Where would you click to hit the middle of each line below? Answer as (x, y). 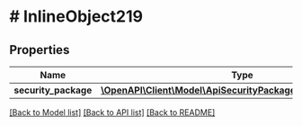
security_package (53, 90)
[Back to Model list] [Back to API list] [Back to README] (112, 112)
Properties (40, 50)
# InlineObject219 (76, 17)
